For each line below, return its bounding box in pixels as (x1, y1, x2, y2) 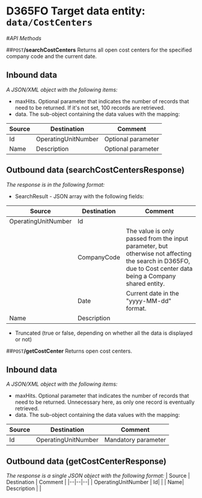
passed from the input (126, 234, 188, 243)
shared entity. (126, 279, 165, 288)
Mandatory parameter (104, 436, 167, 444)
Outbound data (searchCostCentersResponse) (6, 165, 185, 175)
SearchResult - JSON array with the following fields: (14, 192, 144, 199)
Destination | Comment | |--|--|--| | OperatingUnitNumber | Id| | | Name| (6, 479, 185, 486)
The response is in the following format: (6, 181, 105, 188)
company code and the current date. (6, 52, 97, 59)
